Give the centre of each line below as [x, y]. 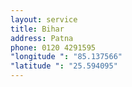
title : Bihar [37, 29]
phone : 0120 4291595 [53, 47]
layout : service [44, 19]
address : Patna [42, 38]
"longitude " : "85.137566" [66, 57]
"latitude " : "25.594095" [64, 66]
